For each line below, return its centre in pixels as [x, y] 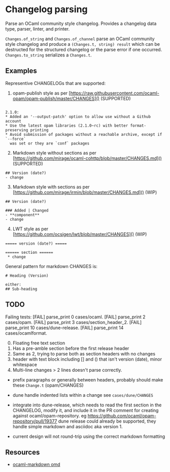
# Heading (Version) [27, 276]
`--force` [16, 139]
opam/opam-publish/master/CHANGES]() [56, 98]
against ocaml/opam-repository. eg [49, 416]
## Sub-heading [21, 289]
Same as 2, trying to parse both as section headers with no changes [84, 353]
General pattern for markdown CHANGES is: [52, 266]
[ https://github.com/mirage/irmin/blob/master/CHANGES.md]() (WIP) [85, 192]
